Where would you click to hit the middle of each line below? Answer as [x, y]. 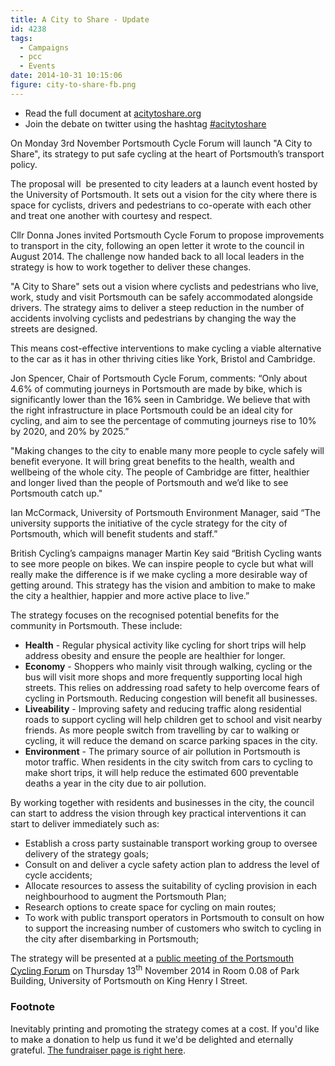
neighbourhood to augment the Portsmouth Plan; [125, 896]
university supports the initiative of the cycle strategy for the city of [149, 523]
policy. [24, 164]
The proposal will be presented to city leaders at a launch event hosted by [164, 183]
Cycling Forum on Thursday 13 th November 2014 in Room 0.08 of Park [155, 969]
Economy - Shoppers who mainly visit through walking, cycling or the [168, 666]
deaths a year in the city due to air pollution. [115, 783]
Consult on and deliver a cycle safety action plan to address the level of [172, 864]
